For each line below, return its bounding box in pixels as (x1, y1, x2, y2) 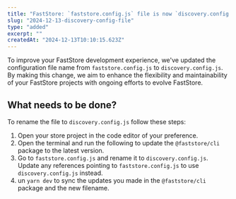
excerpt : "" (7, 30, 42, 37)
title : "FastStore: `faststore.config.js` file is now (7, 10, 172, 18)
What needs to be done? (7, 99, 117, 111)
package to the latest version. (17, 146, 105, 155)
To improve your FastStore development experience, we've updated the (7, 56, 216, 64)
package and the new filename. (17, 183, 110, 192)
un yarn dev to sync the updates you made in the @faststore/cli (17, 176, 206, 184)
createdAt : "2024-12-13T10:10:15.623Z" (7, 37, 125, 44)
